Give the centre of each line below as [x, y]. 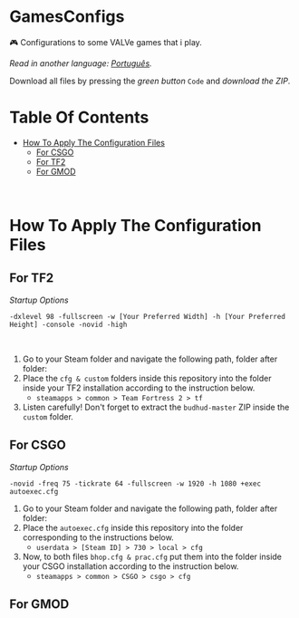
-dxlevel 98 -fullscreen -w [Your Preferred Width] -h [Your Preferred [147, 316]
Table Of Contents [79, 117]
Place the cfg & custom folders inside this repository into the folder [147, 378]
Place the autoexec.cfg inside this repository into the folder [133, 527]
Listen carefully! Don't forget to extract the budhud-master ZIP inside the [156, 407]
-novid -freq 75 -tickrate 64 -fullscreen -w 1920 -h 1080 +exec [135, 483]
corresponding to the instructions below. [98, 537]
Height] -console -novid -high [68, 324]
